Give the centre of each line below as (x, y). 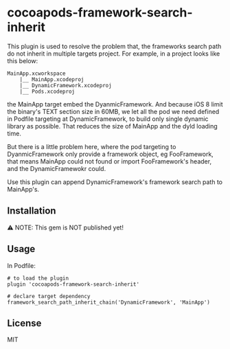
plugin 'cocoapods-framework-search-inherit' (73, 284)
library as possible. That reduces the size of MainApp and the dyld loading (112, 126)
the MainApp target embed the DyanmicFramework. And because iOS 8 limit (115, 104)
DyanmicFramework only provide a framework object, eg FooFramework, (111, 154)
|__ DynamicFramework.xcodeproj (66, 85)
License (24, 323)
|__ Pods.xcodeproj (47, 91)
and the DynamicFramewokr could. (57, 168)
